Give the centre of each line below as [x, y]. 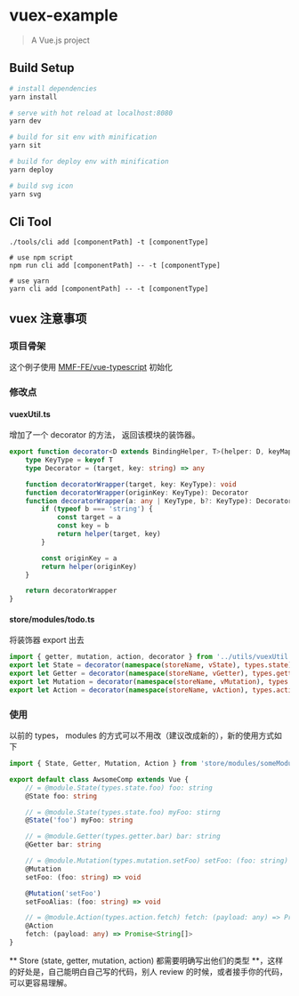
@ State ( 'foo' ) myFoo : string [79, 820]
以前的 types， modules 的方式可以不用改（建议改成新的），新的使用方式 [142, 735]
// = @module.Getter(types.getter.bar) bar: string [123, 837]
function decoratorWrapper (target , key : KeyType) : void [131, 484]
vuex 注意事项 [48, 318]
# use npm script [41, 258]
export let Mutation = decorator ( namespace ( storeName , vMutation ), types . [151, 681]
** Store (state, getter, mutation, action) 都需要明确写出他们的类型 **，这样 [146, 960]
